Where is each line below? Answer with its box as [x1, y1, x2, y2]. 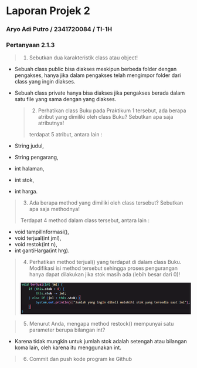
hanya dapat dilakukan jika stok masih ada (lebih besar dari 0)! [29, 271, 181, 278]
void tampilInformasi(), [14, 228, 69, 236]
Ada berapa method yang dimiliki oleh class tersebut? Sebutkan [29, 199, 184, 206]
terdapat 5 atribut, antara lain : [29, 131, 103, 138]
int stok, [14, 176, 34, 183]
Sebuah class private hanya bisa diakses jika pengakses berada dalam [14, 89, 185, 96]
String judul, [14, 142, 44, 149]
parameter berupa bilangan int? [29, 326, 106, 333]
